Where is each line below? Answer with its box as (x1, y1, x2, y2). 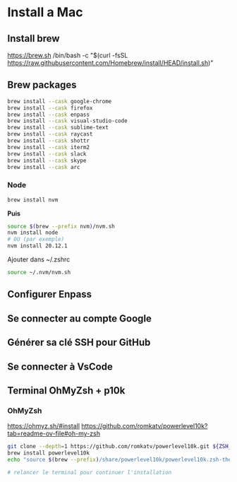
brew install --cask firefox (7, 104, 93, 112)
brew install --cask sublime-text (7, 124, 109, 131)
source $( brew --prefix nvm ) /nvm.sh (7, 223, 115, 230)
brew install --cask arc (7, 163, 80, 170)
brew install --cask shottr (7, 137, 90, 145)
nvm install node (7, 229, 59, 237)
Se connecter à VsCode (7, 360, 113, 372)
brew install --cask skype (7, 157, 87, 164)
